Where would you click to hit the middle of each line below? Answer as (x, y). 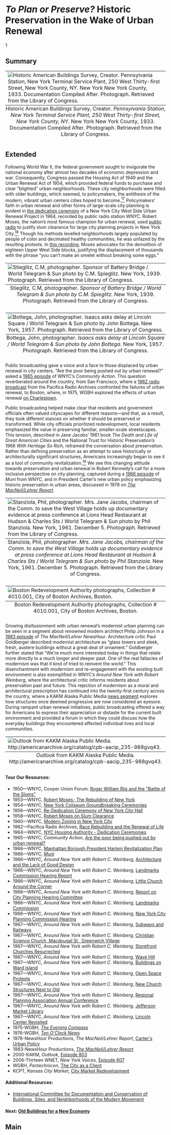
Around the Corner (32, 886)
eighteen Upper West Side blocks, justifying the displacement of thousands (84, 250)
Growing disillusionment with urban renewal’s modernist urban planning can (85, 625)
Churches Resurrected (36, 951)
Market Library (28, 1011)
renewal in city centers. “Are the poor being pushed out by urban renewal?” (84, 371)
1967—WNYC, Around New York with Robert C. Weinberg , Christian (83, 935)
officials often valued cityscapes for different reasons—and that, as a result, (85, 413)
